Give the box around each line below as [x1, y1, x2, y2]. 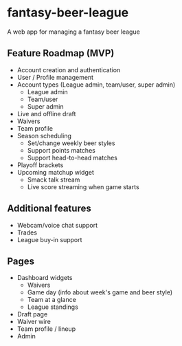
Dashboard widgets [16, 274, 73, 282]
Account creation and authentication [16, 65, 121, 74]
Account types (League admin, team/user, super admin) [16, 80, 176, 89]
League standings [27, 303, 79, 311]
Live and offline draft [16, 109, 76, 118]
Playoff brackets [16, 160, 64, 169]
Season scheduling [16, 131, 72, 140]
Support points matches [27, 146, 96, 154]
